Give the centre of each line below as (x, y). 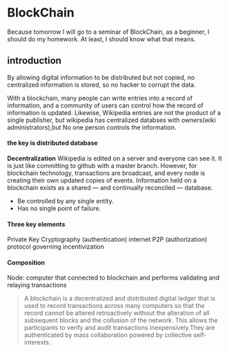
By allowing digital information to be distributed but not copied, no (101, 77)
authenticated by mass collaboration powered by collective (108, 335)
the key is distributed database (52, 143)
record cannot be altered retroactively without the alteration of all (117, 313)
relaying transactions (37, 285)
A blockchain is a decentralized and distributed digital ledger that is (120, 298)
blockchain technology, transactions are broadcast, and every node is (106, 173)
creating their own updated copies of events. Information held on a (102, 180)
